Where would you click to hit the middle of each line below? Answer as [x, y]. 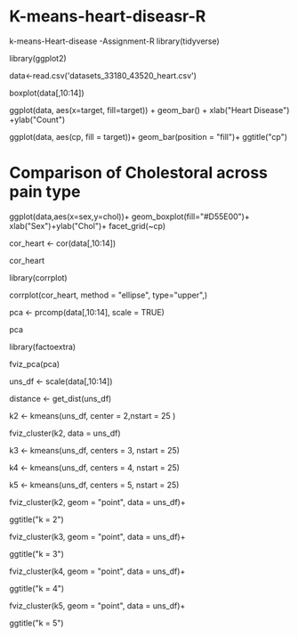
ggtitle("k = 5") [36, 623]
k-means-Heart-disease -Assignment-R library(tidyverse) [114, 41]
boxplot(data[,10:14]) [47, 93]
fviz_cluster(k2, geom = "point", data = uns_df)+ [97, 502]
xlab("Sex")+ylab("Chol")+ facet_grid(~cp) [88, 225]
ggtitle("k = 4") [37, 588]
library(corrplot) [39, 277]
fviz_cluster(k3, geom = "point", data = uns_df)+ [97, 536]
